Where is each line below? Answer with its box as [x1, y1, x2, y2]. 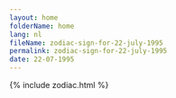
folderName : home [9, 22, 75, 31]
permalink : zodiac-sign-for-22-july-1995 [9, 47, 168, 56]
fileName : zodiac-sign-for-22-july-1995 [9, 38, 164, 48]
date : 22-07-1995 [9, 55, 75, 64]
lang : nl [9, 30, 42, 39]
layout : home [9, 13, 59, 22]
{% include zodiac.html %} [9, 80, 109, 90]
